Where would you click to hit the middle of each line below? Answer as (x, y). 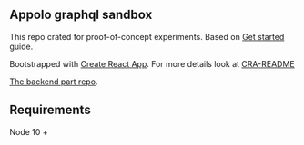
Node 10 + (29, 131)
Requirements (50, 110)
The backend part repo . (54, 82)
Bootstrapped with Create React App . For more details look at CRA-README (152, 63)
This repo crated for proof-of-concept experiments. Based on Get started (147, 36)
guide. (21, 46)
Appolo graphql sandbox (81, 15)
